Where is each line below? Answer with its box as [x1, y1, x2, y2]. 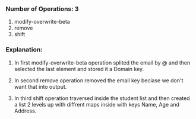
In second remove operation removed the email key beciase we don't [14, 76, 184, 84]
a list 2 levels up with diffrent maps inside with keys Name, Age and [14, 101, 179, 108]
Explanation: [5, 46, 43, 54]
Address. [14, 107, 37, 114]
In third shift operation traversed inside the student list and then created [14, 94, 191, 102]
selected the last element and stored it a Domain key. [14, 65, 144, 72]
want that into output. [14, 83, 67, 90]
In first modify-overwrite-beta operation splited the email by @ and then [14, 59, 191, 66]
